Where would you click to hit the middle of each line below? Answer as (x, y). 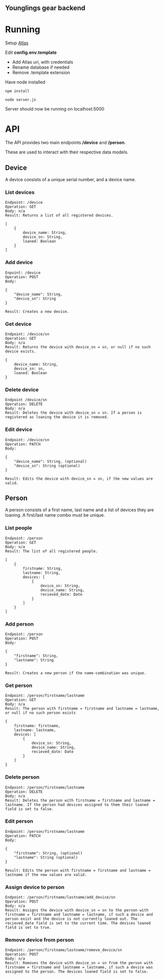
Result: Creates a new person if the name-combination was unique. (76, 673)
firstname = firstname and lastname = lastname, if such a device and (79, 915)
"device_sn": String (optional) (47, 466)
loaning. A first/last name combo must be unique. (55, 515)
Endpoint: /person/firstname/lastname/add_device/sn (60, 898)
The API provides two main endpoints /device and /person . (66, 143)
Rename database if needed (41, 67)
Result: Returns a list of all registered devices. (59, 216)
